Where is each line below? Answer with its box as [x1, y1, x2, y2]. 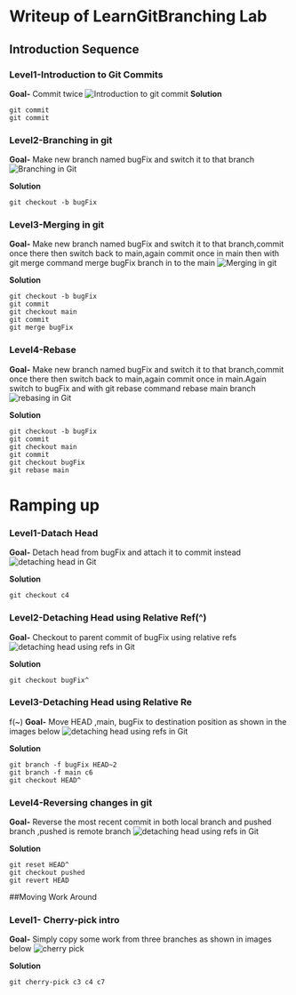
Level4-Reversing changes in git [9, 796, 153, 808]
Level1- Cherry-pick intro [9, 914, 120, 927]
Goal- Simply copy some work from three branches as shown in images [9, 934, 273, 944]
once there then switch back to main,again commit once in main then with [9, 248, 280, 259]
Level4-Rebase [9, 344, 77, 357]
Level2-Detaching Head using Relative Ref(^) [9, 612, 207, 624]
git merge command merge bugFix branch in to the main [9, 258, 216, 269]
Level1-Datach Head [9, 526, 99, 539]
